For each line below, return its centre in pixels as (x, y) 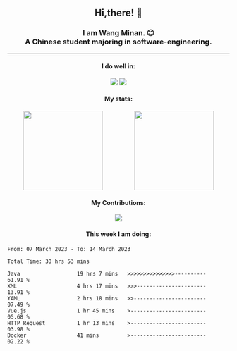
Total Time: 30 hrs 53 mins (49, 261)
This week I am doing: (119, 234)
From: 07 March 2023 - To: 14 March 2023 (69, 249)
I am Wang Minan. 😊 (119, 33)
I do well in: (119, 66)
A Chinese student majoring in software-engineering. (119, 42)
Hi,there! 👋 (119, 13)
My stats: (119, 99)
